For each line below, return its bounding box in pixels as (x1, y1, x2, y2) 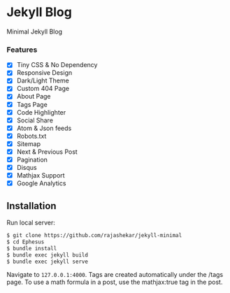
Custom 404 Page (16, 85, 70, 93)
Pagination (16, 155, 48, 164)
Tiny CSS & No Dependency (16, 61, 98, 69)
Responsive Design (16, 69, 73, 77)
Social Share (16, 116, 54, 124)
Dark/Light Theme (16, 76, 69, 85)
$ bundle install (6, 245, 57, 252)
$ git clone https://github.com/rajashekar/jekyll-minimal (6, 232, 182, 239)
